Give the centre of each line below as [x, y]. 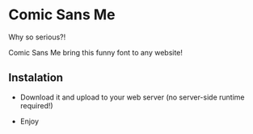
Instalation [36, 78]
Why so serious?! [37, 37]
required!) [37, 105]
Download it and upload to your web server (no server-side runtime [132, 97]
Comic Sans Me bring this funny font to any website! [96, 52]
